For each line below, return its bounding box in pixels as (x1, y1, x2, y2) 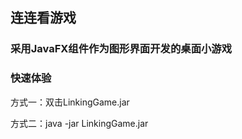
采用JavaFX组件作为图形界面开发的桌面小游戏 (10, 42, 233, 56)
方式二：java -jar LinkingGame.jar (10, 117, 149, 129)
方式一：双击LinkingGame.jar (10, 96, 130, 108)
